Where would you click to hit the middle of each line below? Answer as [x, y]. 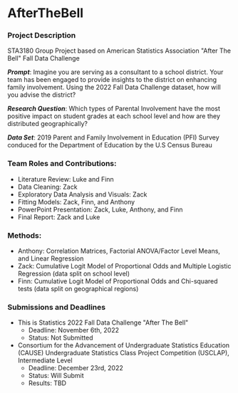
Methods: [25, 235]
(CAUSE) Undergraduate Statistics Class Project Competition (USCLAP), [123, 353]
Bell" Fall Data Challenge [43, 58]
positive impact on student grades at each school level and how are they [114, 116]
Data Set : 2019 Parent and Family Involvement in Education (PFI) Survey [113, 137]
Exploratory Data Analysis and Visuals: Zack [82, 194]
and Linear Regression [51, 258]
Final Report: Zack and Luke [59, 217]
